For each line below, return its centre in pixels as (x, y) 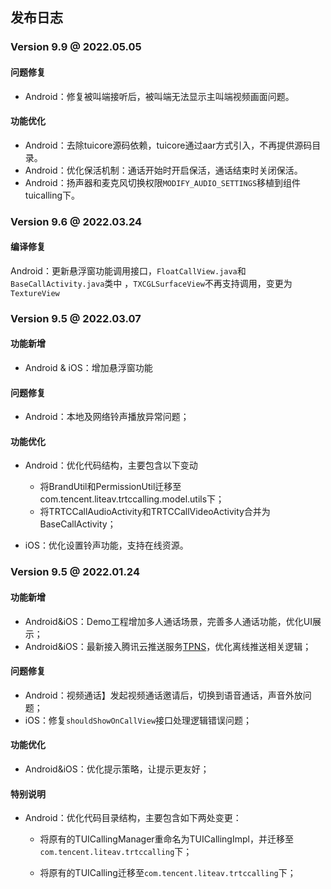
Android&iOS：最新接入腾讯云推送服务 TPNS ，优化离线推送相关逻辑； (168, 646)
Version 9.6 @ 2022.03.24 (76, 221)
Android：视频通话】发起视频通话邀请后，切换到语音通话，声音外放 (163, 695)
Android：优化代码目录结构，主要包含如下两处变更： (133, 818)
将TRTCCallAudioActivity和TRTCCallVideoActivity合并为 (155, 512)
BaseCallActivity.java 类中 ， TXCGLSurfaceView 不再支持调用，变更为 (151, 283)
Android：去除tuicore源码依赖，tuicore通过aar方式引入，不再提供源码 (168, 145)
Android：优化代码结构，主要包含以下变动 (111, 465)
